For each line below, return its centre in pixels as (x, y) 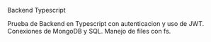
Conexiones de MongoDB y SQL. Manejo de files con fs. (89, 31)
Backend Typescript (36, 10)
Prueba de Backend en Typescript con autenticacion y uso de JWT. (106, 23)
